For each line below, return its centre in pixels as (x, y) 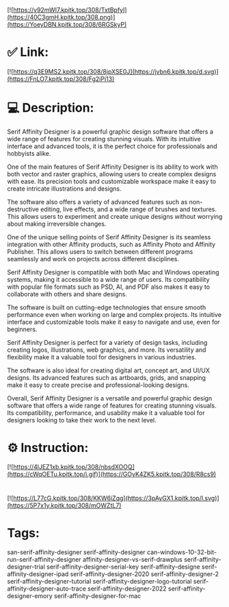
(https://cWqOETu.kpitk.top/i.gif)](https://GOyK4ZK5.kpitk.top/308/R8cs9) (112, 474)
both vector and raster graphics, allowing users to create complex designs (112, 174)
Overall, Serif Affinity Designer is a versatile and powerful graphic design (110, 398)
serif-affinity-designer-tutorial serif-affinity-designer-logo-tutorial (99, 581)
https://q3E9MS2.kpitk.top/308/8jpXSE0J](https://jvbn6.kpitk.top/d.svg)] (116, 71)
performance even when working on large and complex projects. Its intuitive (114, 314)
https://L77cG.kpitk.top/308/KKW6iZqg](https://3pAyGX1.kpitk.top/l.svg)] (117, 498)
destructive (23, 209)
